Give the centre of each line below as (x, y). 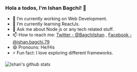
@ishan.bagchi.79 (31, 42)
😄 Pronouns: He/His (33, 47)
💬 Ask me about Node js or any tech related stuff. (63, 29)
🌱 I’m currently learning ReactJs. (46, 24)
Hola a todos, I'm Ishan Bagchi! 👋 (46, 8)
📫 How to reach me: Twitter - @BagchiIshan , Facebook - (72, 35)
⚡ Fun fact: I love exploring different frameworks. (63, 53)
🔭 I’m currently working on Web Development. (60, 19)
